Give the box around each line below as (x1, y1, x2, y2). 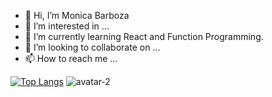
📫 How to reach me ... (24, 53, 118, 64)
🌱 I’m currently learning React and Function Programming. (24, 31, 264, 42)
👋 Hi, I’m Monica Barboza (24, 10, 130, 21)
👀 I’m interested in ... (24, 20, 110, 32)
